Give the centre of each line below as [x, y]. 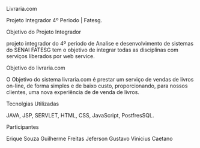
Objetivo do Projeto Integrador [44, 32]
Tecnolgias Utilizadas [32, 104]
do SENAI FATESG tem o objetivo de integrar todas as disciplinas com [92, 50]
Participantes [23, 127]
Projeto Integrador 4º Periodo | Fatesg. [54, 20]
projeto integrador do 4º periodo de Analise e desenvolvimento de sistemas [100, 43]
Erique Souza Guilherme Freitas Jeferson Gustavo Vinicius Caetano [89, 138]
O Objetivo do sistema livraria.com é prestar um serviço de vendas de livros [100, 79]
